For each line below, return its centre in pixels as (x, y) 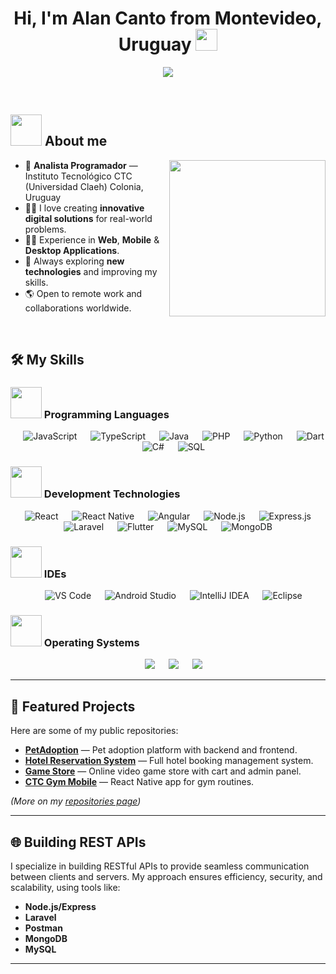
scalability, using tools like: (65, 887)
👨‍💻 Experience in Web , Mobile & (92, 239)
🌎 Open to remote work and (83, 293)
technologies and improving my (91, 271)
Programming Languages (106, 415)
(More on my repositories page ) (76, 801)
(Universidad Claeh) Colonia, (84, 186)
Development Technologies (112, 494)
